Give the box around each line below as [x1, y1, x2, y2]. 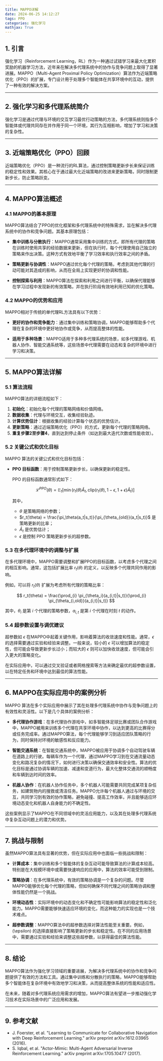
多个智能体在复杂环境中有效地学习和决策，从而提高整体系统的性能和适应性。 [5, 980, 158, 986]
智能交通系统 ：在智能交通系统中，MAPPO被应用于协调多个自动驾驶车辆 [12, 747, 155, 753]
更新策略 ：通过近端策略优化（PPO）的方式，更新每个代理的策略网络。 [12, 424, 153, 430]
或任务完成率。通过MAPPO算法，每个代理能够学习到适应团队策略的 [12, 731, 147, 737]
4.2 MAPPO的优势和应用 [5, 297, 63, 304]
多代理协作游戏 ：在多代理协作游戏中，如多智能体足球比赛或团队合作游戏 [12, 719, 157, 724]
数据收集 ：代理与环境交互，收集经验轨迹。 [12, 412, 98, 418]
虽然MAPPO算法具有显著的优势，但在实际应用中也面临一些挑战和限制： [5, 850, 148, 856]
